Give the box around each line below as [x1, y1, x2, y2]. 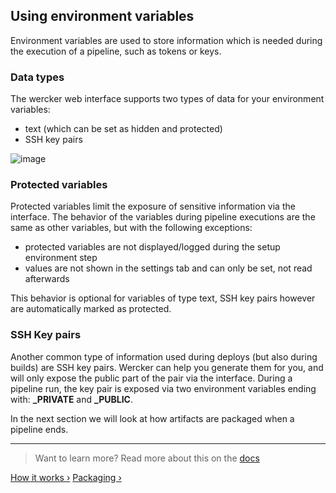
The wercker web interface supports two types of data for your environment [10, 93, 325, 105]
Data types [10, 70, 65, 84]
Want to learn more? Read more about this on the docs [34, 452, 260, 464]
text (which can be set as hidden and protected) [24, 123, 223, 135]
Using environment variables [10, 8, 195, 25]
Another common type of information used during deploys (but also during [10, 350, 318, 363]
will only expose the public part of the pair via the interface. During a [10, 372, 293, 384]
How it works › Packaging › [10, 471, 122, 483]
